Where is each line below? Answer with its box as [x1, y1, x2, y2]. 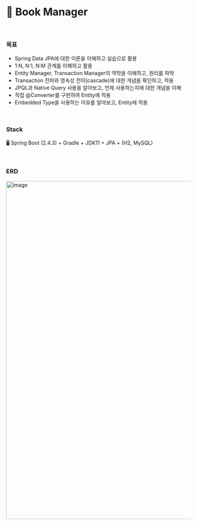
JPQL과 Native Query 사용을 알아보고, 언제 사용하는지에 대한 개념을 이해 [14, 85, 182, 92]
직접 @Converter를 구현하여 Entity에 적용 [14, 92, 111, 99]
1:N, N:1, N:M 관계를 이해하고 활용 [14, 62, 93, 69]
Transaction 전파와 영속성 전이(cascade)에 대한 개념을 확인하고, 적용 [14, 77, 174, 84]
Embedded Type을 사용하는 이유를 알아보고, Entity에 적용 [14, 99, 148, 106]
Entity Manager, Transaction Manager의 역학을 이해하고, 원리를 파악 [14, 70, 175, 77]
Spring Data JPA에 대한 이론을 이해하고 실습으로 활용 [14, 55, 137, 62]
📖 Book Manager [6, 5, 88, 19]
